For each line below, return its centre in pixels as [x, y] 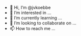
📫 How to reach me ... [32, 28]
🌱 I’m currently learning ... [36, 18]
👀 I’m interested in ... [30, 13]
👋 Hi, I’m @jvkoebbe [30, 8]
